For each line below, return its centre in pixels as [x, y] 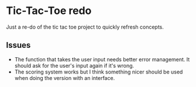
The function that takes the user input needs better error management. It [102, 59]
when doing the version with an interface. [65, 78]
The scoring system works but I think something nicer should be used [99, 72]
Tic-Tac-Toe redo [49, 11]
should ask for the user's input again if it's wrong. [74, 65]
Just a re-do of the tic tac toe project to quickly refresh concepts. [85, 27]
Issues [18, 45]
